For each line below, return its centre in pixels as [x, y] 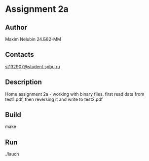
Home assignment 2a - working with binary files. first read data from [75, 94]
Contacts [20, 55]
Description [23, 82]
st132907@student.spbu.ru [33, 66]
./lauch [12, 154]
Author [16, 27]
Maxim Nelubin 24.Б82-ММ [33, 39]
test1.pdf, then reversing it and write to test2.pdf [54, 99]
